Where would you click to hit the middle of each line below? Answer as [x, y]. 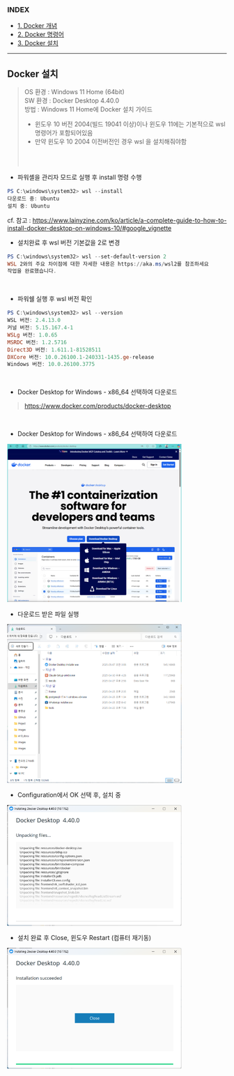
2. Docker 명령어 [41, 34]
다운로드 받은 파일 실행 [48, 614]
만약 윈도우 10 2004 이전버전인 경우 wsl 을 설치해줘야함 [110, 141]
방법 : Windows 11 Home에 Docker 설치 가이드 [88, 109]
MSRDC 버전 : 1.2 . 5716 [37, 342]
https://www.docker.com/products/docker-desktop [97, 406]
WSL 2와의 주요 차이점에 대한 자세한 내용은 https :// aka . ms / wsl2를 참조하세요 [108, 264]
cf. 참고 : [19, 220]
